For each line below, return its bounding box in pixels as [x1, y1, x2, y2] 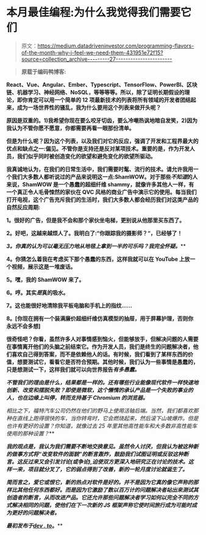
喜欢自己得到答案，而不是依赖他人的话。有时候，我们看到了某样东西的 [11, 350, 188, 358]
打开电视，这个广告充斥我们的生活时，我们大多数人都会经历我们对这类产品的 [6, 196, 199, 203]
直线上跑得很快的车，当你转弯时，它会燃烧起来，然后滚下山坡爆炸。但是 [16, 414, 199, 422]
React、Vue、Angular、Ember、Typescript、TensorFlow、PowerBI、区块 [6, 80, 198, 88]
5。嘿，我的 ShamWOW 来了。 [6, 275, 85, 283]
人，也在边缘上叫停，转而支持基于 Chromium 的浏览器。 [6, 394, 148, 401]
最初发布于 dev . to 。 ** [6, 522, 63, 529]
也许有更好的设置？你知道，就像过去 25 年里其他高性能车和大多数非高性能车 [6, 422, 197, 430]
